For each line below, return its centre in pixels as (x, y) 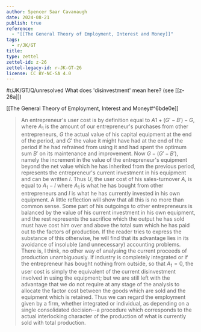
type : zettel (23, 57)
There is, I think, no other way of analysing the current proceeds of (104, 251)
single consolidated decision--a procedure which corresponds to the (106, 310)
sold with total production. (53, 322)
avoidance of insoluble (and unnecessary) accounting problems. (101, 244)
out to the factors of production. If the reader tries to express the (101, 232)
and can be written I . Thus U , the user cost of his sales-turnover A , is (107, 179)
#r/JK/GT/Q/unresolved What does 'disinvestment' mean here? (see (90, 90)
